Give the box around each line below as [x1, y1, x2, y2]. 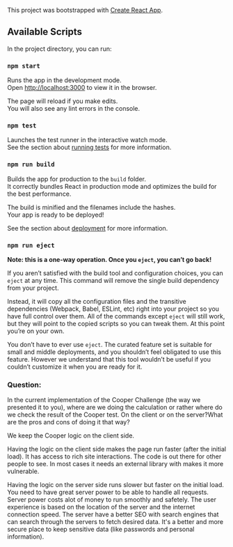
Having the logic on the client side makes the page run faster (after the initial [7, 445, 227, 454]
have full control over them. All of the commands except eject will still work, [7, 312, 225, 320]
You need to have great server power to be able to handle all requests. [7, 488, 209, 497]
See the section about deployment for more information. [7, 224, 168, 232]
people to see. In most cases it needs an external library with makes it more [7, 460, 224, 468]
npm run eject [7, 241, 55, 249]
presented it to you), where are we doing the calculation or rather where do [7, 403, 223, 412]
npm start [7, 62, 40, 70]
